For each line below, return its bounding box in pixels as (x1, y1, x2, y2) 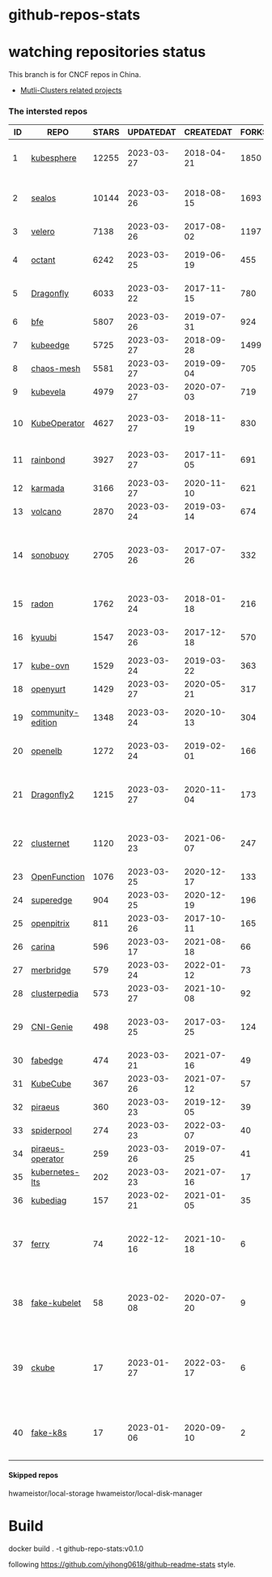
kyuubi (31, 631, 57, 643)
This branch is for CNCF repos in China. (8, 70, 142, 80)
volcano (31, 506, 62, 517)
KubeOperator (31, 418, 85, 429)
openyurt (31, 683, 66, 695)
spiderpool (31, 1125, 73, 1136)
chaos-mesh (31, 363, 81, 374)
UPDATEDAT (127, 127, 176, 138)
